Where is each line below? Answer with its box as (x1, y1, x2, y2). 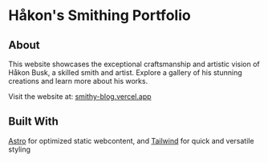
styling (8, 144, 30, 154)
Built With (8, 115, 59, 128)
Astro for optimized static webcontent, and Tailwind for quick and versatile (8, 136, 254, 145)
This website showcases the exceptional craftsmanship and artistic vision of (8, 59, 260, 69)
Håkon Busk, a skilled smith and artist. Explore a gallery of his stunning (8, 68, 242, 77)
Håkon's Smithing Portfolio (8, 6, 191, 25)
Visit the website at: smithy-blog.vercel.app (8, 92, 152, 101)
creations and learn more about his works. (8, 77, 148, 85)
